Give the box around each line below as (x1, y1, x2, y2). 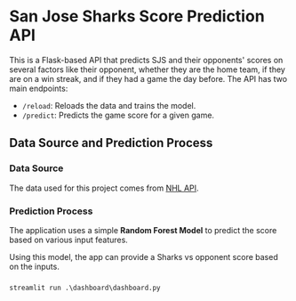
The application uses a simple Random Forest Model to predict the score (9, 224, 277, 235)
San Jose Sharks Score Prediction (9, 6, 265, 27)
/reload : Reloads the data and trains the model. (21, 100, 196, 110)
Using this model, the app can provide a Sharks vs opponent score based (9, 251, 278, 262)
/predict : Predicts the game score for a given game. (21, 110, 215, 120)
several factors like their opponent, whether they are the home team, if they (9, 64, 286, 75)
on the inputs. (9, 261, 60, 272)
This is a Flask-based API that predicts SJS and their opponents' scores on (9, 54, 284, 65)
